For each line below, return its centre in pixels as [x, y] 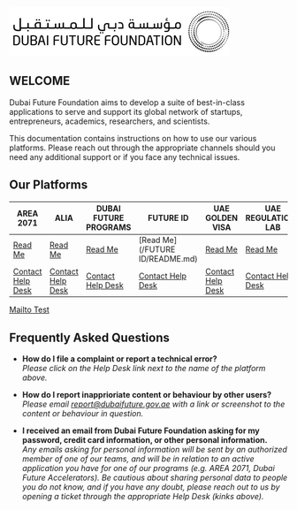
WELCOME [40, 81]
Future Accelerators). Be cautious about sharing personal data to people [155, 477]
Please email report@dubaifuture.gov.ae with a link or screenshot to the [153, 404]
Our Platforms [49, 185]
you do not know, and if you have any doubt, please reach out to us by [151, 487]
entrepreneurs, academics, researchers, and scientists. [110, 121]
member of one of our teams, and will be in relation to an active [138, 459]
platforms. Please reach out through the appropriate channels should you [142, 148]
